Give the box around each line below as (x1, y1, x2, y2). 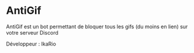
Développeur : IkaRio (6, 40, 57, 47)
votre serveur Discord (6, 29, 58, 36)
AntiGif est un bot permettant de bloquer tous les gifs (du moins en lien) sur (6, 23, 188, 30)
